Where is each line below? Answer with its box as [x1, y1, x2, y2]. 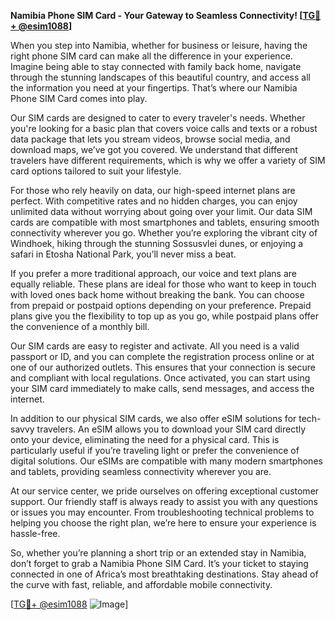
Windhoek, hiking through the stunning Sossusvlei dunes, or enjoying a [10, 238, 304, 249]
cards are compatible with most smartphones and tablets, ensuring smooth [10, 216, 320, 228]
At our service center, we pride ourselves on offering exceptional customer [10, 485, 320, 497]
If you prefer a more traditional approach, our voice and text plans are [10, 268, 297, 279]
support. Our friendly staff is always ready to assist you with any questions [10, 496, 318, 507]
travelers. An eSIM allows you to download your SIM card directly [36, 423, 307, 435]
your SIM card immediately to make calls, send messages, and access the [10, 383, 315, 394]
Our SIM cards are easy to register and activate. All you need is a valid [10, 340, 300, 352]
